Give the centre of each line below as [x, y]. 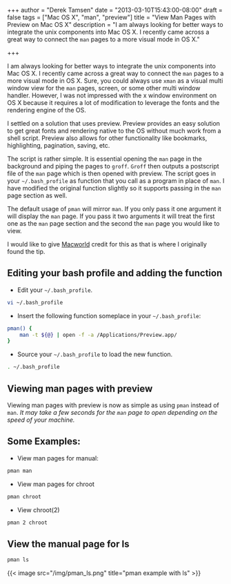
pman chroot [24, 496]
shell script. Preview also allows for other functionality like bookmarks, [107, 138]
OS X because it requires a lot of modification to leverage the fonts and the [113, 103]
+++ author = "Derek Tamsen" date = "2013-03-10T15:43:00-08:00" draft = [115, 10]
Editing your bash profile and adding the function [115, 273]
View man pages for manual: [58, 458]
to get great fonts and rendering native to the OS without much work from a [114, 131]
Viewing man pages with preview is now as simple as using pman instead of [113, 405]
